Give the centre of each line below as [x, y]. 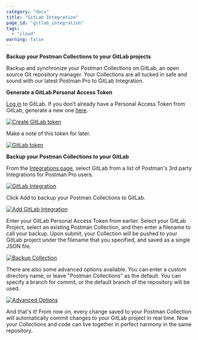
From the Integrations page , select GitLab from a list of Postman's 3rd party [99, 168]
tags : [13, 28]
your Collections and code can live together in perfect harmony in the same [99, 324]
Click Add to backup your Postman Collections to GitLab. [76, 197]
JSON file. [19, 246]
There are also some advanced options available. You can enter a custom [96, 269]
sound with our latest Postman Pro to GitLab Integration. [75, 81]
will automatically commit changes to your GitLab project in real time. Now [98, 318]
